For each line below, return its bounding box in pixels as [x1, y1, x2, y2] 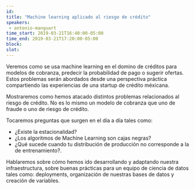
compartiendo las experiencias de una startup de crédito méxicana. [6, 82, 170, 89]
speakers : [6, 19, 31, 25]
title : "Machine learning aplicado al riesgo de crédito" [6, 14, 151, 20]
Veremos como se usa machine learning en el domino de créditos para [6, 63, 177, 70]
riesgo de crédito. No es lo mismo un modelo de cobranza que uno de [6, 99, 176, 106]
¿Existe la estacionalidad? [14, 128, 78, 135]
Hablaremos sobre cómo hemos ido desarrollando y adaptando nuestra [6, 158, 179, 165]
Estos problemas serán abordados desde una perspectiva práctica [6, 75, 167, 82]
